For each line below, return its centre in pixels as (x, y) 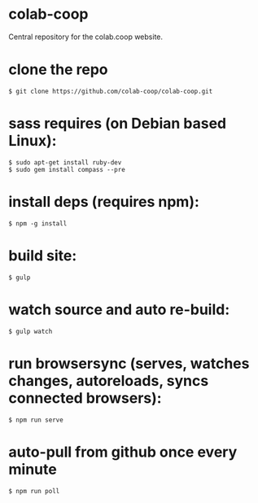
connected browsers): (85, 398)
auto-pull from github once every (123, 452)
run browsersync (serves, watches (129, 363)
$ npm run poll (34, 491)
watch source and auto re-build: (119, 309)
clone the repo (58, 70)
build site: (43, 255)
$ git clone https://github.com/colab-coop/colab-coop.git (111, 91)
